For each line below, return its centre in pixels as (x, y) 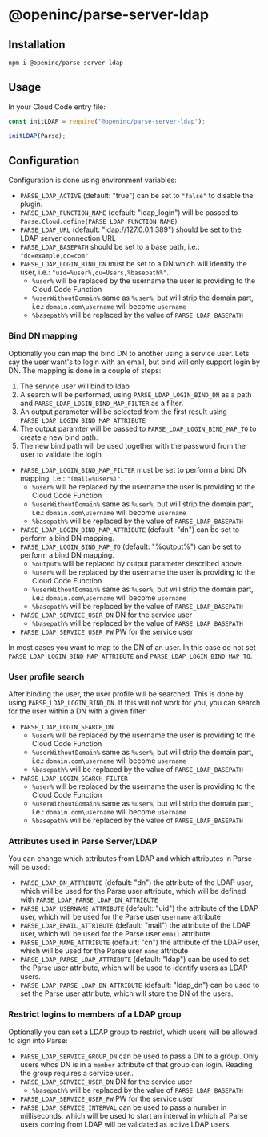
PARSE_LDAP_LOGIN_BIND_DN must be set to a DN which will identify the (134, 264)
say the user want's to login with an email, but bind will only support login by (134, 362)
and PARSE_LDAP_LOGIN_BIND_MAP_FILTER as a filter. (102, 403)
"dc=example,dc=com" (54, 256)
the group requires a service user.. (77, 1073)
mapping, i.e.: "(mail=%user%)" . (71, 478)
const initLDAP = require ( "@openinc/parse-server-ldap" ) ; (107, 121)
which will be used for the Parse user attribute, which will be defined (133, 891)
